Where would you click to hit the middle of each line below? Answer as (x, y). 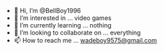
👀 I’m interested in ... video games (62, 18)
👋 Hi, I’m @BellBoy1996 (47, 11)
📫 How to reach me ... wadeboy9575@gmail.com (85, 40)
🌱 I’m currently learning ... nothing (62, 25)
